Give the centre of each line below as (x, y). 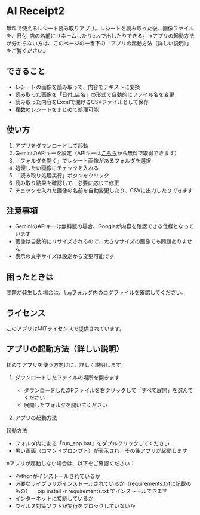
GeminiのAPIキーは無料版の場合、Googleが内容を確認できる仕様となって (104, 226)
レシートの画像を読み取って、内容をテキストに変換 (77, 87)
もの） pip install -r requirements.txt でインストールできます (91, 491)
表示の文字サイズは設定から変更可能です (64, 256)
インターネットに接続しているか (54, 498)
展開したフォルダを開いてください (65, 405)
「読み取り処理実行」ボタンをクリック (62, 175)
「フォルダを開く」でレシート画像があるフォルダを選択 (83, 160)
